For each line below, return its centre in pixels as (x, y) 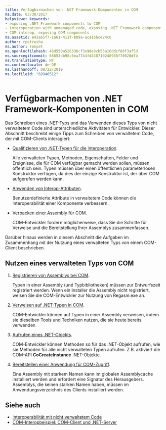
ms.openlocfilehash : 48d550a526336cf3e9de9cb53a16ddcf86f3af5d (72, 51)
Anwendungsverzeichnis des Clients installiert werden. (68, 389)
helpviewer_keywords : (27, 19)
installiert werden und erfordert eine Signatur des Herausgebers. (78, 379)
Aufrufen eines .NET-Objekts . (42, 334)
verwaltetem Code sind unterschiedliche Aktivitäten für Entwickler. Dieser (80, 128)
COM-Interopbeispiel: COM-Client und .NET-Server (64, 422)
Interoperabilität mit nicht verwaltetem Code (57, 417)
